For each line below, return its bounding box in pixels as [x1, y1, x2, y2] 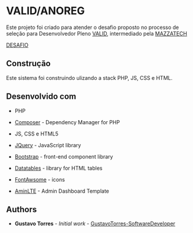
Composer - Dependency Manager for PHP [14, 118, 120, 125]
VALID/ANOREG [6, 4, 85, 18]
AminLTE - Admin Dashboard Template [14, 187, 109, 195]
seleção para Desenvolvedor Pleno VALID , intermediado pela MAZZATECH [6, 30, 188, 37]
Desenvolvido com [6, 92, 77, 102]
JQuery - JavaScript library [14, 141, 81, 148]
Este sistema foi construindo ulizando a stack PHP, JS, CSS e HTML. [6, 74, 173, 81]
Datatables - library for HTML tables [14, 164, 103, 171]
